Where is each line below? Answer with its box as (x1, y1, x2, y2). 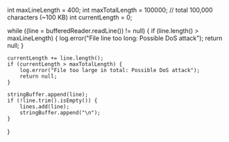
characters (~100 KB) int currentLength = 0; (7, 13, 133, 21)
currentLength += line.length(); (7, 55, 104, 62)
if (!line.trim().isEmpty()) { (7, 97, 98, 104)
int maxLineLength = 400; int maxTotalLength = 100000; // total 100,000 (7, 6, 213, 14)
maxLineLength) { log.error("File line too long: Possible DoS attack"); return (7, 34, 223, 42)
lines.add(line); (19, 103, 70, 110)
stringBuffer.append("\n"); (19, 109, 101, 116)
